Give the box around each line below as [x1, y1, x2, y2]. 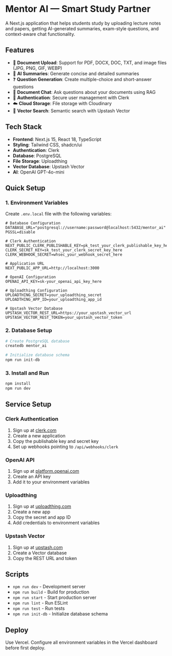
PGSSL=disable [5, 229, 36, 235]
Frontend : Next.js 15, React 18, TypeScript [12, 136, 101, 142]
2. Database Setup [5, 327, 52, 334]
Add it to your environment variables [12, 479, 90, 485]
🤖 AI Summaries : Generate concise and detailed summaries [12, 70, 139, 76]
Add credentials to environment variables [12, 519, 100, 526]
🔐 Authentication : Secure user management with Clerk [12, 94, 130, 101]
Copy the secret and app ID [12, 514, 71, 520]
